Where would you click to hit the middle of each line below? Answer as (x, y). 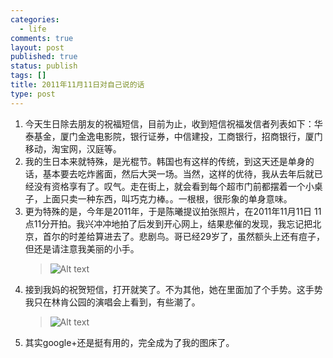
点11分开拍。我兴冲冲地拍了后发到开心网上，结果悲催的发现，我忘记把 (168, 223)
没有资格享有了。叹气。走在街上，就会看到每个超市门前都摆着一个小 (174, 186)
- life (33, 29)
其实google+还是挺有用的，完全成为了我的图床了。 (129, 342)
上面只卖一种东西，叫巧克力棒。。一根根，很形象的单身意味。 (167, 198)
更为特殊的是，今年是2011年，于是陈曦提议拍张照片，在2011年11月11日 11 (173, 211)
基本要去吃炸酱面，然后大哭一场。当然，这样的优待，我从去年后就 (178, 173)
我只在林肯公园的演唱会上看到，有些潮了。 (112, 302)
